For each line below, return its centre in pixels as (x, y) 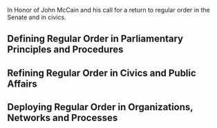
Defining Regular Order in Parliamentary (95, 39)
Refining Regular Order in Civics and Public (102, 73)
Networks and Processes (63, 118)
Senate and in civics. (37, 17)
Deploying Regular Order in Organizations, (100, 107)
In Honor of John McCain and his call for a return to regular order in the (108, 10)
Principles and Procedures (65, 50)
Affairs (22, 84)
